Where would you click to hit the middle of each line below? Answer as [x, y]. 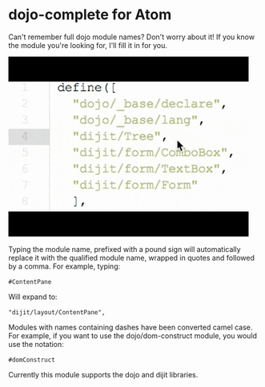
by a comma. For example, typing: [64, 266]
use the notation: [36, 344]
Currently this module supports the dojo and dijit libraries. [103, 374]
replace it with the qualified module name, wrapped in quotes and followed [131, 257]
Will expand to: [33, 297]
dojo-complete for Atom [90, 15]
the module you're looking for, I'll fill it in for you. [88, 45]
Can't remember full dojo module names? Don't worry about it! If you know [131, 37]
